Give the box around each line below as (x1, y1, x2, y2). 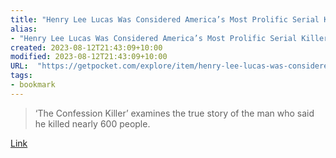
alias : (10, 24, 38, 34)
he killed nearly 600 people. (34, 117, 151, 130)
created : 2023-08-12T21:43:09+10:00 (10, 42, 163, 53)
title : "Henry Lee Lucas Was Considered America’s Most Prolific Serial (10, 14, 320, 25)
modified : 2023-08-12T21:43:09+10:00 (10, 52, 168, 62)
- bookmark (10, 80, 56, 90)
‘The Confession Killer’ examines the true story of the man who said (34, 107, 315, 119)
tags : (10, 71, 33, 81)
